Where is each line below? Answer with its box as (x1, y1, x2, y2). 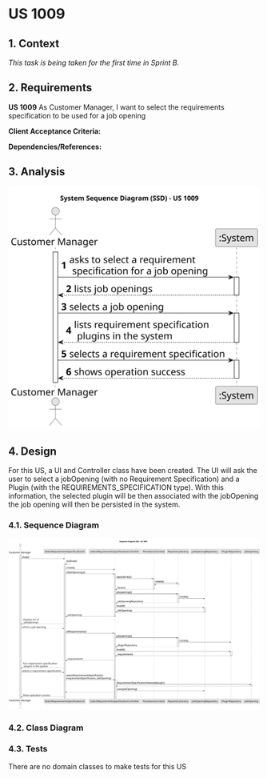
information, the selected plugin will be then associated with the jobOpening (8, 491, 259, 501)
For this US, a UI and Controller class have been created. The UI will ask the (8, 466, 257, 475)
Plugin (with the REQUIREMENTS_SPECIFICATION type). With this (8, 483, 225, 492)
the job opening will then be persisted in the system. (8, 499, 181, 509)
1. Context (8, 37, 60, 50)
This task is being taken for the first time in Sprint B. (8, 58, 180, 67)
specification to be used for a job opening (8, 110, 146, 120)
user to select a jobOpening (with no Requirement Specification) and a (8, 474, 240, 484)
